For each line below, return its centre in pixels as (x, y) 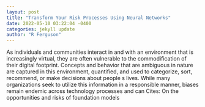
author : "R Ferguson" (34, 35)
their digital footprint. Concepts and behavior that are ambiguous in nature (100, 65)
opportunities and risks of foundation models (63, 98)
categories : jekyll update (41, 29)
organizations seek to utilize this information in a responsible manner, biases (102, 85)
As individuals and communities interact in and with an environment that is (100, 52)
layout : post (23, 12)
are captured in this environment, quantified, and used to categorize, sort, (99, 72)
